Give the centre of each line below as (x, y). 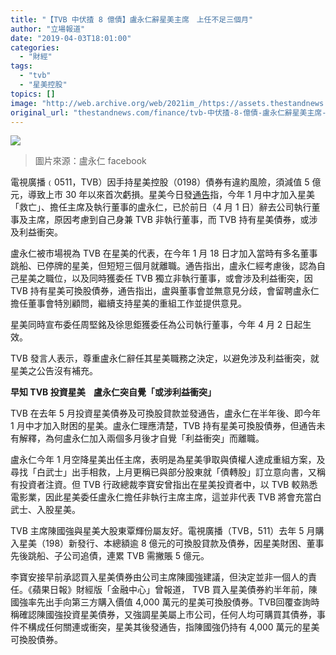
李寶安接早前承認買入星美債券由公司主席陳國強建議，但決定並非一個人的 (159, 577)
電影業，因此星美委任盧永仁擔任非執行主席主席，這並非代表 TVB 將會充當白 (166, 497)
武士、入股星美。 (45, 510)
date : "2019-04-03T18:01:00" (71, 38)
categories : (35, 47)
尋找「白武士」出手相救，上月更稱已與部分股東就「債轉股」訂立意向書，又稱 (168, 472)
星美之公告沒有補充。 (54, 371)
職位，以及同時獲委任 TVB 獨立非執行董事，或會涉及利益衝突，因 (178, 278)
